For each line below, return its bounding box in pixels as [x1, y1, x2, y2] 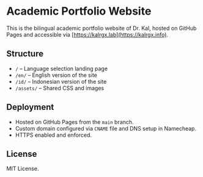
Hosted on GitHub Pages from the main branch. [15, 118, 134, 126]
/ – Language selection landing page [15, 65, 108, 72]
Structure [6, 49, 44, 59]
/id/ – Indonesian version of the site [15, 78, 107, 85]
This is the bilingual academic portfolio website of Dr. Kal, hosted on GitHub [6, 24, 197, 32]
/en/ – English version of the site [15, 71, 98, 79]
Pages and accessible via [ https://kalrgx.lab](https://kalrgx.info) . [6, 31, 169, 38]
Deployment [6, 102, 54, 112]
